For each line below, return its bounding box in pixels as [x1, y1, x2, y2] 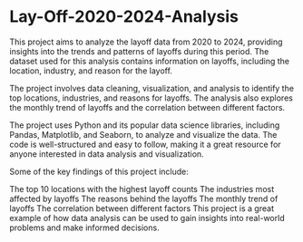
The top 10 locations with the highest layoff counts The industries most [9, 183, 275, 194]
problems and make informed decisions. [9, 222, 161, 233]
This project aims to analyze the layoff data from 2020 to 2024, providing [9, 36, 283, 47]
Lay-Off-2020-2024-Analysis [9, 6, 239, 27]
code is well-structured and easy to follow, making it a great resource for [9, 139, 281, 150]
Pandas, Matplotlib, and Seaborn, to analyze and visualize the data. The [9, 129, 278, 140]
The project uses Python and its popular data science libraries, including [9, 120, 280, 131]
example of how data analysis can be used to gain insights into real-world [9, 212, 285, 223]
